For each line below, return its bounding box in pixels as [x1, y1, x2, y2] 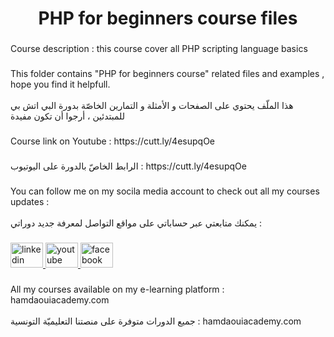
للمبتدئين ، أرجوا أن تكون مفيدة [10, 110, 126, 122]
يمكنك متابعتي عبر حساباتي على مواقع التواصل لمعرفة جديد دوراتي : [10, 217, 263, 229]
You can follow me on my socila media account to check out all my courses [10, 185, 320, 197]
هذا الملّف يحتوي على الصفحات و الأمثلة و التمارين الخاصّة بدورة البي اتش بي [10, 100, 294, 112]
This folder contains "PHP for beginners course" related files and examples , [10, 68, 325, 80]
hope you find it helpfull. [10, 78, 111, 91]
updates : [10, 195, 50, 207]
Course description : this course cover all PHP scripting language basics [10, 43, 308, 55]
